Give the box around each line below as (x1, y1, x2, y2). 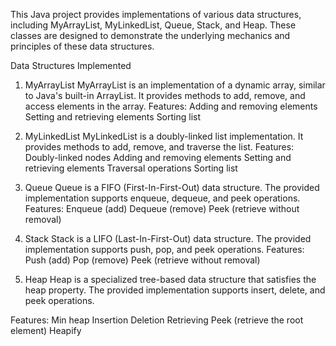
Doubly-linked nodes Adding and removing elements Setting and (24, 152, 292, 163)
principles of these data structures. (10, 40, 155, 52)
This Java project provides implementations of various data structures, (10, 9, 302, 20)
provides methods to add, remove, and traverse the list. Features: (24, 141, 295, 153)
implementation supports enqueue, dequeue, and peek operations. (24, 192, 301, 204)
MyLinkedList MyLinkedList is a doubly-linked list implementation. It (24, 130, 304, 142)
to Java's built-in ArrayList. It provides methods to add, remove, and (24, 90, 306, 101)
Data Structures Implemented (10, 60, 132, 71)
